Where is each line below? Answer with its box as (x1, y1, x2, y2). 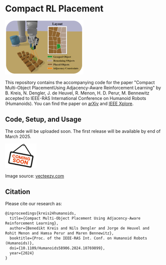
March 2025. (5, 134, 31, 140)
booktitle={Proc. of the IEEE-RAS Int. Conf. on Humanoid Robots (9, 236, 148, 241)
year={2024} (9, 251, 35, 256)
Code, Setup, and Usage (5, 115, 82, 123)
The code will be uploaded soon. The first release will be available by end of (5, 128, 161, 134)
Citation (5, 187, 31, 196)
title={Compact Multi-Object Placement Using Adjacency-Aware (9, 216, 141, 221)
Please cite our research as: (5, 201, 62, 207)
